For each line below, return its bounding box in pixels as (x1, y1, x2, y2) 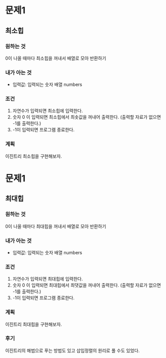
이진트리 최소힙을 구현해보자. (5, 153, 62, 159)
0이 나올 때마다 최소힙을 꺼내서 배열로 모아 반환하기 (5, 55, 106, 61)
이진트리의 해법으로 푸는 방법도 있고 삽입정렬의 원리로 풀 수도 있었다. (5, 347, 140, 353)
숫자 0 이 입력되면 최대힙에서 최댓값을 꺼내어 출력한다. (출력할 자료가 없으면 (12, 282, 161, 288)
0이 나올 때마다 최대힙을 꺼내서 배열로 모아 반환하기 (5, 223, 106, 229)
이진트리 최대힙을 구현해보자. (5, 321, 62, 327)
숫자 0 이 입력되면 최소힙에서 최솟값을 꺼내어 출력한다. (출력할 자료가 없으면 (12, 114, 161, 120)
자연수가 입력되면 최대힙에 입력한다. (12, 276, 83, 282)
